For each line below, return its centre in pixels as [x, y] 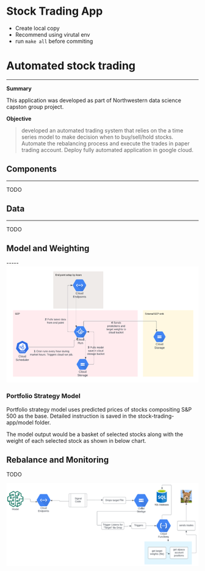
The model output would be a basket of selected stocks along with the [95, 434]
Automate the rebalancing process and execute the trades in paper [106, 143]
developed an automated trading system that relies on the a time [102, 130]
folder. [43, 422]
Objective [19, 118]
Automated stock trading [71, 66]
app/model [20, 422]
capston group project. [35, 107]
